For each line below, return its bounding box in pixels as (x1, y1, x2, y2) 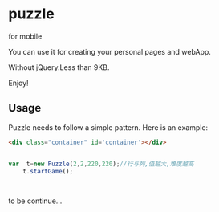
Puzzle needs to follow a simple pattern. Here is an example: (8, 122, 209, 132)
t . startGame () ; (22, 167, 74, 175)
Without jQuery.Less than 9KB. (8, 62, 110, 72)
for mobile (8, 31, 43, 41)
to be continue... (8, 196, 63, 206)
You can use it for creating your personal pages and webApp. (8, 47, 211, 56)
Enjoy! (8, 78, 30, 88)
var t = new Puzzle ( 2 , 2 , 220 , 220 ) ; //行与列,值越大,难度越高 (8, 160, 194, 168)
